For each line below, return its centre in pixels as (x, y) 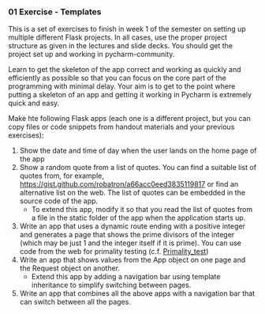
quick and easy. (34, 103)
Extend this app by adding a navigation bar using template (126, 277)
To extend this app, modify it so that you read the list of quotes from (142, 210)
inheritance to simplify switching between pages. (111, 285)
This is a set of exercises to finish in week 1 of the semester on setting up (127, 29)
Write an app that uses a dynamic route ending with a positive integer (132, 226)
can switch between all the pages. (75, 302)
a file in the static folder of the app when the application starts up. (138, 218)
